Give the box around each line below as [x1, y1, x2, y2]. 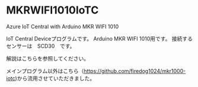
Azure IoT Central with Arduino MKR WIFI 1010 [6, 23, 119, 30]
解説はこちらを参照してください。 [6, 55, 90, 62]
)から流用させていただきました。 [15, 75, 95, 82]
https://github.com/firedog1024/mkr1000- [84, 67, 186, 74]
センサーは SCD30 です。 [6, 42, 75, 49]
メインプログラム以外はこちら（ [6, 67, 84, 74]
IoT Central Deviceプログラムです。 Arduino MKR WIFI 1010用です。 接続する [6, 35, 193, 42]
